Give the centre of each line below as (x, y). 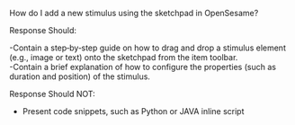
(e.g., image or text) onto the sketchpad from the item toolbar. (124, 57)
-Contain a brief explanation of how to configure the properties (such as (143, 67)
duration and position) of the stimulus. (80, 76)
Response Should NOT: (53, 94)
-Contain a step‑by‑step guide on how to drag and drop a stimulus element (147, 48)
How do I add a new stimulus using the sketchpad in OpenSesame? (134, 13)
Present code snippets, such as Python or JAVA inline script (133, 111)
